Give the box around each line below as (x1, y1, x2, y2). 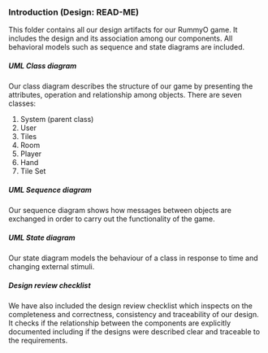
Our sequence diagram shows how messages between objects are (8, 206, 232, 216)
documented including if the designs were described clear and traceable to (8, 327, 261, 337)
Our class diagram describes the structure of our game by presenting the (8, 81, 253, 91)
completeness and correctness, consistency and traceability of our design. (8, 310, 259, 320)
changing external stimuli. (8, 262, 95, 272)
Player (19, 149, 42, 159)
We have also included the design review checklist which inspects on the (8, 301, 253, 311)
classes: (8, 98, 37, 108)
